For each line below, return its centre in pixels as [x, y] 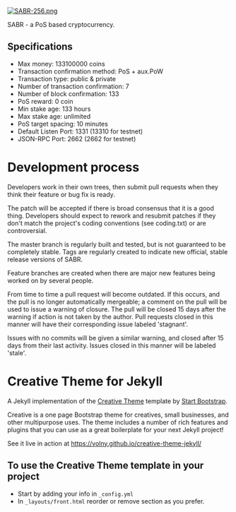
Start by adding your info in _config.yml [76, 494]
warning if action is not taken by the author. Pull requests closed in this [110, 316]
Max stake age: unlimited [54, 116]
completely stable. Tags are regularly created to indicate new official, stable [118, 251]
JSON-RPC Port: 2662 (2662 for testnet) [77, 138]
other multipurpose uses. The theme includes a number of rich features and [118, 422]
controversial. [27, 230]
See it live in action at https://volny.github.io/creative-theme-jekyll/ [105, 443]
